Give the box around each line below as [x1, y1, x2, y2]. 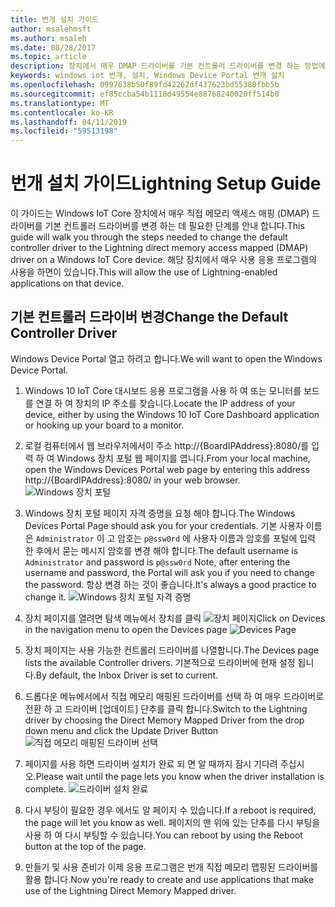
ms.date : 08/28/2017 [10, 42, 97, 53]
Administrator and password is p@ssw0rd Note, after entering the [24, 556, 291, 568]
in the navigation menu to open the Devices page [24, 623, 228, 635]
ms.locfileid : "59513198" [10, 126, 118, 136]
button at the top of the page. [24, 840, 147, 852]
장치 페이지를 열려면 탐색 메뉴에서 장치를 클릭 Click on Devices [24, 612, 326, 624]
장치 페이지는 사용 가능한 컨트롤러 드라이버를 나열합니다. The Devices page [24, 644, 319, 656]
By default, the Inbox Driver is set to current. [35, 669, 219, 681]
